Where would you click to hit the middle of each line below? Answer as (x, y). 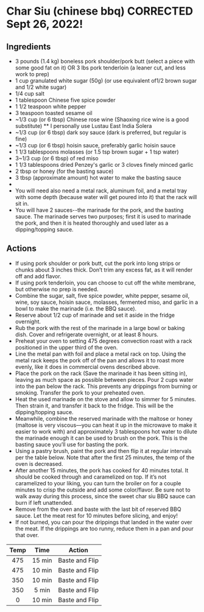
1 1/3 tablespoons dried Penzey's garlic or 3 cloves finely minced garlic (104, 165)
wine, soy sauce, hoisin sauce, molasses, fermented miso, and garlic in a (107, 302)
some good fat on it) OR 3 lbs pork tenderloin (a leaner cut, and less (100, 68)
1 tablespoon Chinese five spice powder (65, 100)
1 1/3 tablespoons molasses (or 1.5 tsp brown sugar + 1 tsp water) (97, 152)
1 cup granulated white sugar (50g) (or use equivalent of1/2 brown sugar (106, 81)
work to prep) (32, 74)
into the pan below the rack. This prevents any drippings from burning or (106, 386)
